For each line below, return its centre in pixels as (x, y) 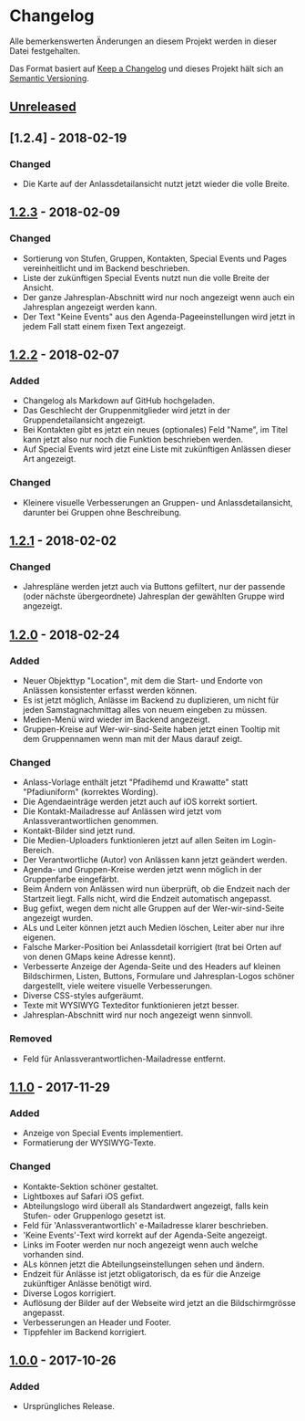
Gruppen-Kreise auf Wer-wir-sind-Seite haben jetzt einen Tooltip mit (151, 729)
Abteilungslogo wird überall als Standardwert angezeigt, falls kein (145, 1206)
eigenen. (39, 937)
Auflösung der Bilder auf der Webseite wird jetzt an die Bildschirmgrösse (159, 1302)
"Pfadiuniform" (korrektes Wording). (91, 792)
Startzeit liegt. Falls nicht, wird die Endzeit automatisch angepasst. (147, 899)
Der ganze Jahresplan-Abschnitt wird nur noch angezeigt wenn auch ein (158, 297)
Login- (264, 841)
